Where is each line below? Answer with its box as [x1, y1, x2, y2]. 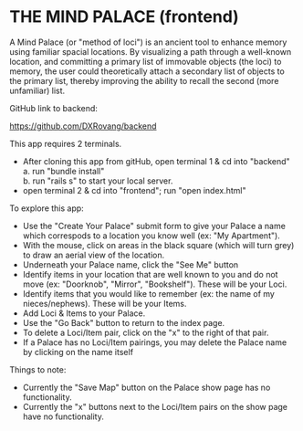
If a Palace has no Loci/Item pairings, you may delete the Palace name [22, 336, 287, 348]
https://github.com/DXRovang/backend [9, 121, 157, 131]
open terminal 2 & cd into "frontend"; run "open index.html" [22, 184, 246, 195]
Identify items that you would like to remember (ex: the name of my [22, 288, 276, 299]
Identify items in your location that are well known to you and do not [22, 268, 278, 279]
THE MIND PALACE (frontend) [9, 6, 239, 27]
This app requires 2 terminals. [9, 138, 122, 149]
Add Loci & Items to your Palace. [22, 308, 146, 319]
